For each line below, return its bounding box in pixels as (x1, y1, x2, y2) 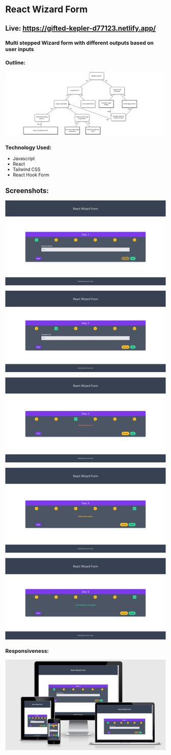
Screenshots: (5, 186, 49, 195)
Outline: (5, 59, 26, 66)
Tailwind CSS (12, 166, 41, 172)
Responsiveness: (5, 647, 49, 654)
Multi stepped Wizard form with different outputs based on (5, 39, 154, 46)
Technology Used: (5, 144, 52, 151)
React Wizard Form (5, 4, 88, 15)
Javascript (12, 155, 35, 161)
